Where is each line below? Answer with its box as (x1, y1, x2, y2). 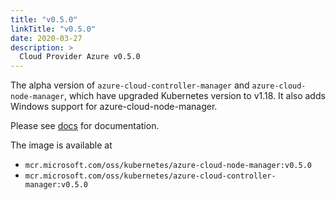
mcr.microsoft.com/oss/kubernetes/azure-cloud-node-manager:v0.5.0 (24, 161, 312, 171)
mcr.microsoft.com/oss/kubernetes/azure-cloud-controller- (24, 171, 277, 181)
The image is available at (10, 139, 113, 151)
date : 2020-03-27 (10, 33, 83, 43)
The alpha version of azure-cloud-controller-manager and (10, 79, 250, 91)
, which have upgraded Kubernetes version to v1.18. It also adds (63, 90, 326, 102)
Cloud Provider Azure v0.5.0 (19, 52, 141, 62)
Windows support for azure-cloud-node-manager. (10, 101, 218, 113)
